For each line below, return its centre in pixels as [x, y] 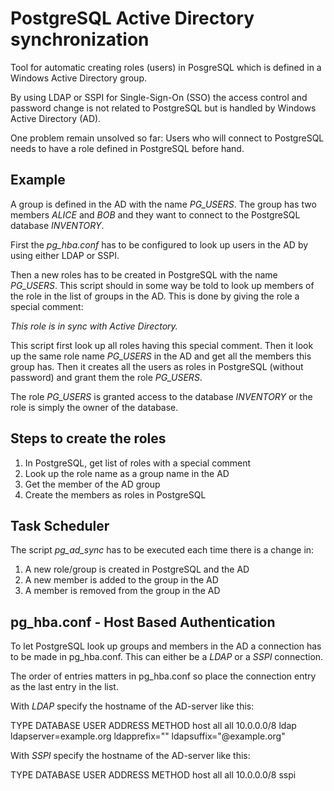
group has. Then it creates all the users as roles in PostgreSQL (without [157, 366]
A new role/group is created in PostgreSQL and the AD [137, 569]
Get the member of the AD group [92, 484]
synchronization [80, 39]
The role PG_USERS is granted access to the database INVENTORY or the [161, 396]
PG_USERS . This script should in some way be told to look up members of [162, 285]
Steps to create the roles [88, 438]
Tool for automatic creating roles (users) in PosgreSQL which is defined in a [166, 67]
